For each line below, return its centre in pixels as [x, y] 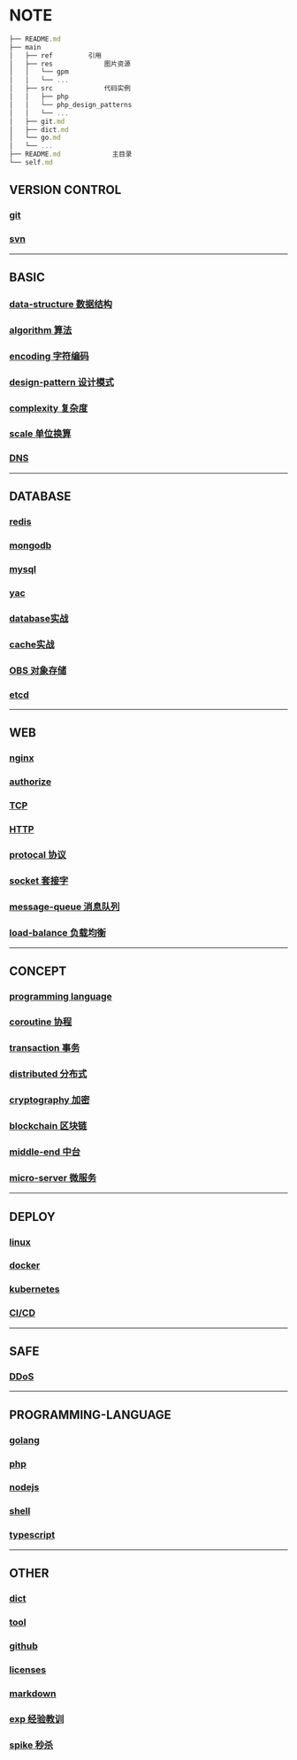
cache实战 [32, 645]
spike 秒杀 [31, 1745]
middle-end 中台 [45, 1152]
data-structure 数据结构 [61, 304]
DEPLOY [32, 1217]
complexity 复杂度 [49, 408]
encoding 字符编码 [49, 356]
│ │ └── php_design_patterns [71, 104]
